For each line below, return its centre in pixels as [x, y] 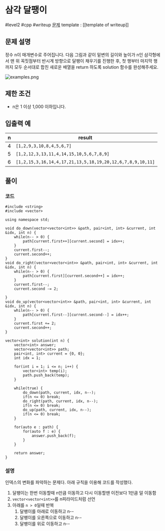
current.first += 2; [35, 324]
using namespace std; [27, 220]
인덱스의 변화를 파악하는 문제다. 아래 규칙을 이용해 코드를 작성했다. [69, 483]
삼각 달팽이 [26, 10]
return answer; [30, 453]
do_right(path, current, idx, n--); [61, 401]
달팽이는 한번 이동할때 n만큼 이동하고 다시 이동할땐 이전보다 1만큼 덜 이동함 [84, 493]
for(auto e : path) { [36, 427]
